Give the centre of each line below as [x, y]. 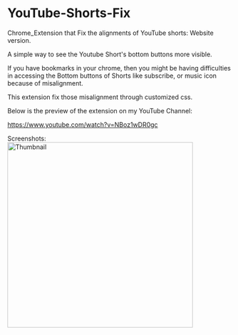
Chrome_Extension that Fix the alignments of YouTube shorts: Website [110, 33]
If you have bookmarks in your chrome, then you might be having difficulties [119, 68]
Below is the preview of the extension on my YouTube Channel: [100, 110]
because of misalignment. [45, 83]
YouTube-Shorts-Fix [69, 13]
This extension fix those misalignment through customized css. [100, 97]
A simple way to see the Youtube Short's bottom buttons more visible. [110, 54]
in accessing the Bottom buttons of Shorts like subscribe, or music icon [112, 76]
